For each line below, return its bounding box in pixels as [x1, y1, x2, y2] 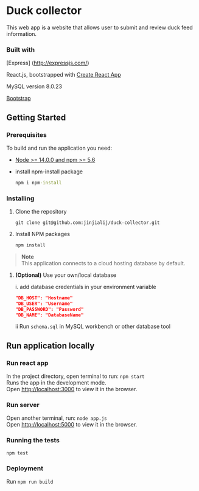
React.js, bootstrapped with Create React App [6, 71, 121, 78]
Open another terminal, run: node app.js [6, 414, 108, 422]
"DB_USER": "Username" [15, 301, 73, 307]
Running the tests [6, 436, 60, 445]
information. [6, 30, 37, 37]
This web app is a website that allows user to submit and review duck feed [6, 24, 193, 31]
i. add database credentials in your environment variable [15, 283, 156, 290]
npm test [6, 450, 29, 456]
